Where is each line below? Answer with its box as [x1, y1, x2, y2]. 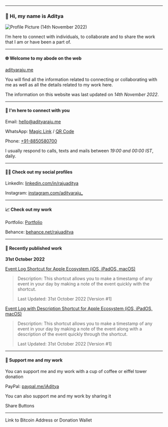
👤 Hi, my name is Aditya [5, 12, 64, 19]
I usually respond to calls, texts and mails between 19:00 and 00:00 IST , [5, 147, 153, 153]
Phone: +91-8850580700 [5, 138, 57, 144]
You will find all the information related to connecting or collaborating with [5, 76, 157, 82]
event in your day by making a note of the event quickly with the [17, 281, 150, 287]
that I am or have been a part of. [5, 39, 71, 45]
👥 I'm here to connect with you [5, 107, 70, 113]
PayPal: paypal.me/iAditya [5, 383, 59, 389]
